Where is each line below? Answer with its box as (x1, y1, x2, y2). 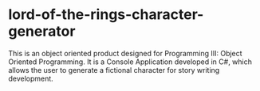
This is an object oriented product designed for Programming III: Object (8, 48, 242, 58)
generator (8, 22, 76, 40)
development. (8, 74, 53, 83)
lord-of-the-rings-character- (8, 6, 204, 24)
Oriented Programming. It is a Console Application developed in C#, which (8, 57, 253, 66)
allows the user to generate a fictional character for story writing (8, 65, 220, 74)
